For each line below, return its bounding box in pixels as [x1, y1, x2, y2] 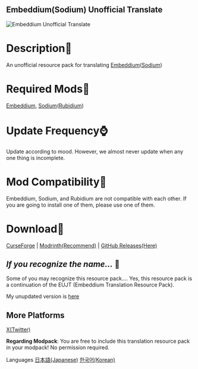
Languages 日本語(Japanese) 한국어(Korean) [6, 356, 115, 364]
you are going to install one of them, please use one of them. [6, 201, 155, 208]
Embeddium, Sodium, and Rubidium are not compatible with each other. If [6, 195, 187, 202]
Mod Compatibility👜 [6, 175, 107, 189]
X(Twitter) [6, 326, 31, 333]
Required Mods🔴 [6, 82, 90, 96]
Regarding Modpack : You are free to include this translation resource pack [6, 337, 190, 345]
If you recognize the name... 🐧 [6, 259, 120, 269]
